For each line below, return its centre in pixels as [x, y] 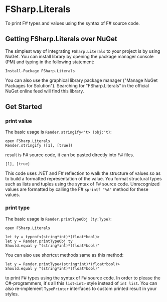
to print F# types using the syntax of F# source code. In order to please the [83, 278]
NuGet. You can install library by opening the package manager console [79, 56]
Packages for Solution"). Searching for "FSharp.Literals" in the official [77, 85]
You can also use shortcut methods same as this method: [64, 255]
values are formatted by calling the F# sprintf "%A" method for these [77, 189]
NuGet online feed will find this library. [45, 91]
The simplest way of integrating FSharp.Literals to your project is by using [83, 51]
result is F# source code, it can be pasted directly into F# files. [70, 155]
